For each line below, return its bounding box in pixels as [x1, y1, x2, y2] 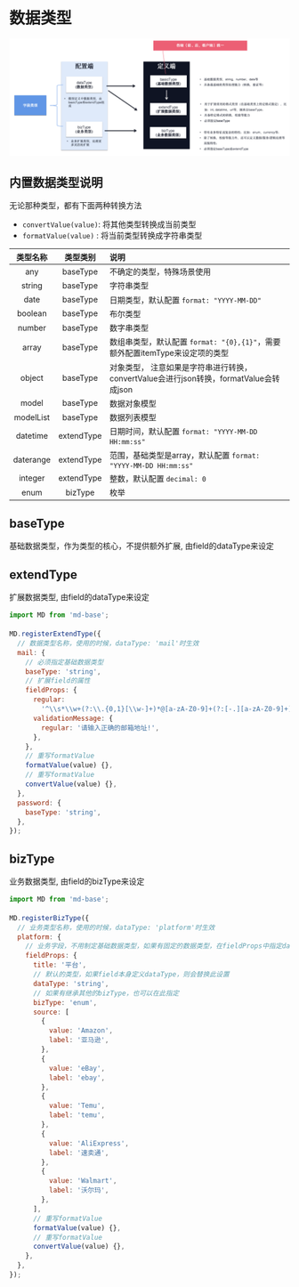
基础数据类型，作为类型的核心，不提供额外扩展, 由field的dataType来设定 [9, 540, 274, 552]
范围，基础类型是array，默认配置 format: [109, 449, 261, 460]
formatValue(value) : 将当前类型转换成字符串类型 [21, 231, 203, 241]
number [17, 322, 47, 333]
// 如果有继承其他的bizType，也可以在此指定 [32, 989, 180, 998]
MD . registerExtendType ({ [9, 629, 101, 639]
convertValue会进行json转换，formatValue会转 [109, 373, 280, 384]
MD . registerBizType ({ [9, 913, 90, 922]
